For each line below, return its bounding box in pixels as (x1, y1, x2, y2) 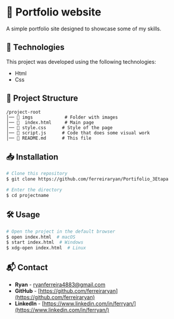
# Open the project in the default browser (6, 229, 116, 234)
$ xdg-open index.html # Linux (6, 245, 86, 251)
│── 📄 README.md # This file (6, 135, 92, 141)
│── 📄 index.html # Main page (6, 119, 94, 126)
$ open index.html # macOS (6, 234, 76, 240)
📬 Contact (6, 262, 48, 273)
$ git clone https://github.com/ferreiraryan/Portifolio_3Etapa (6, 176, 169, 182)
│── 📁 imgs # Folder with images (6, 114, 118, 120)
